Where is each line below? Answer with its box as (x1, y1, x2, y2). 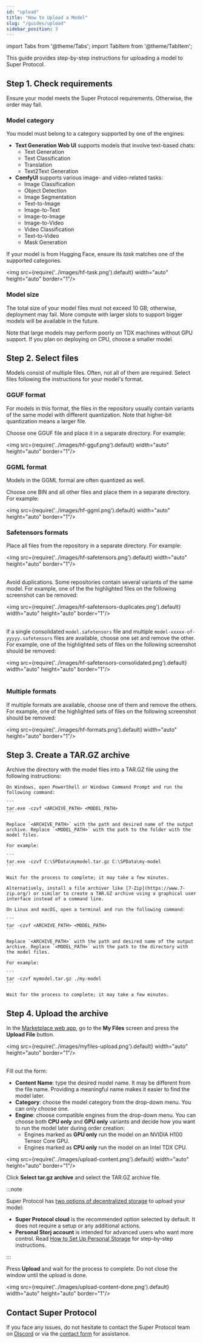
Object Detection (24, 187, 67, 195)
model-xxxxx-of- (154, 629, 196, 636)
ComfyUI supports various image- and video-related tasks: (15, 174, 164, 181)
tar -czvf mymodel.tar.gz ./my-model (6, 976, 102, 982)
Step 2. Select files (6, 353, 79, 364)
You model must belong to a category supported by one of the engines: (6, 130, 185, 137)
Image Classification (24, 181, 76, 188)
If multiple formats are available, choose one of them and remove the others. (6, 701, 198, 709)
